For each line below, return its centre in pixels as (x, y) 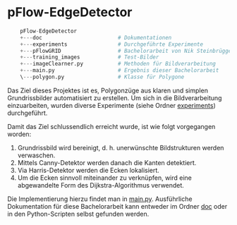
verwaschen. (36, 155)
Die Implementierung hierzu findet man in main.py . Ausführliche (100, 199)
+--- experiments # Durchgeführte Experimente (111, 44)
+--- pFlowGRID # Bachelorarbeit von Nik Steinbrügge (126, 51)
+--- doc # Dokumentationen (96, 37)
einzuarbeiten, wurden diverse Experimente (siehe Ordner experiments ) (112, 105)
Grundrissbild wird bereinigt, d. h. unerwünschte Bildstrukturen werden (121, 147)
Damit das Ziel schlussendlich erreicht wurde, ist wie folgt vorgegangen (111, 126)
